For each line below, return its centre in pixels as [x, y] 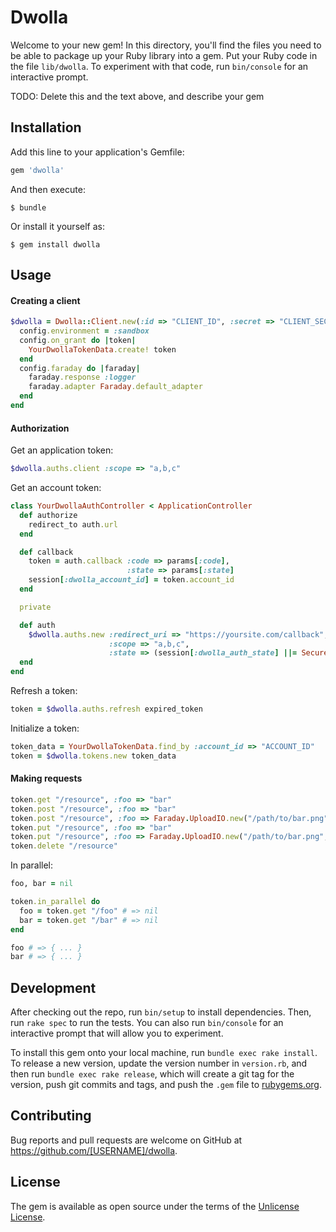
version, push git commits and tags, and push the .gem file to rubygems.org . [166, 1085]
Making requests [46, 778]
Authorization [40, 428]
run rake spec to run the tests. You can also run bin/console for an [147, 1023]
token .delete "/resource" [64, 846]
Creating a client [45, 300]
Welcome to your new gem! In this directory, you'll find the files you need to [166, 45]
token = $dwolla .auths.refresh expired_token [106, 709]
